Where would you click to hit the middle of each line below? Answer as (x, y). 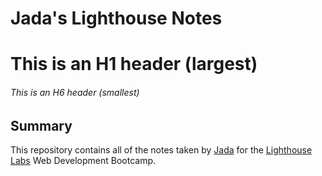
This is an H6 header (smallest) (75, 92)
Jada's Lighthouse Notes (116, 18)
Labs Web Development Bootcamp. (83, 160)
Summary (41, 125)
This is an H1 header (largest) (134, 64)
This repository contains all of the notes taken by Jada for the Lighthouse (161, 150)
